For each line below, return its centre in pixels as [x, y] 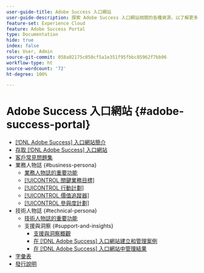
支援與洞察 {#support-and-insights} [69, 226]
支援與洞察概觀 [52, 233]
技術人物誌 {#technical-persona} [56, 211]
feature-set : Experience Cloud [46, 23]
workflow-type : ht [29, 63]
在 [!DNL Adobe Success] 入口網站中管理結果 [90, 249]
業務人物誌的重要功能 [51, 173]
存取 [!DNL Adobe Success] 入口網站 [61, 150]
